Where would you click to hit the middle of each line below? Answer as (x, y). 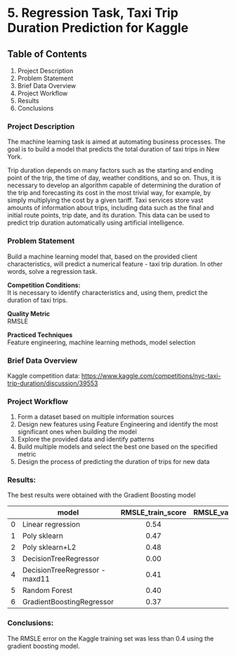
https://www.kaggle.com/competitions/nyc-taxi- (151, 375)
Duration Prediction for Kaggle (98, 28)
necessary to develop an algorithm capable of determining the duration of (114, 185)
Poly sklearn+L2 (49, 547)
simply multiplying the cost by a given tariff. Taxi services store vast (105, 200)
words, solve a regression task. (52, 271)
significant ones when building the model (77, 432)
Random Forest (47, 591)
